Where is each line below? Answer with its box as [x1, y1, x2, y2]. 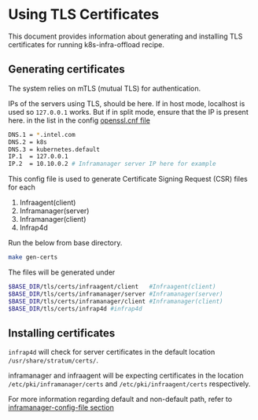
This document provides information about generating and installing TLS [8, 31, 243, 41]
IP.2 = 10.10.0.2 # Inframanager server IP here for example [8, 160, 216, 168]
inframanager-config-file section [8, 403, 114, 412]
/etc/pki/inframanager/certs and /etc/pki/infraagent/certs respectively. [8, 379, 251, 389]
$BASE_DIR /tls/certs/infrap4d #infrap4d [8, 304, 143, 312]
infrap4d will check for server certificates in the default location [8, 348, 216, 357]
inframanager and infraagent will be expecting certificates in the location [8, 371, 244, 381]
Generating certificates [8, 63, 125, 76]
